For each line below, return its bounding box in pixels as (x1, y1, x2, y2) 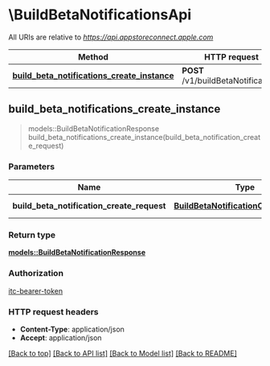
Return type (8, 229, 56, 241)
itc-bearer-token (8, 286, 63, 295)
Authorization (8, 268, 64, 279)
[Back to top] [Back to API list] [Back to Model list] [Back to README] (8, 348, 237, 358)
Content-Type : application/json (19, 324, 125, 334)
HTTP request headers (8, 306, 99, 317)
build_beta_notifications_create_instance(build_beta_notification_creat (27, 132, 261, 142)
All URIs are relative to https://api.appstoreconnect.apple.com (8, 32, 214, 42)
